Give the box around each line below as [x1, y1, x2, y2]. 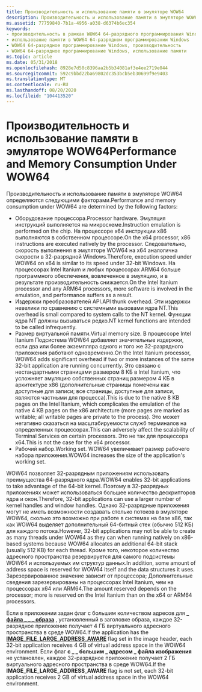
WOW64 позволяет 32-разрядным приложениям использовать [6, 470, 170, 477]
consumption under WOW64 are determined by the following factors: [6, 203, 178, 210]
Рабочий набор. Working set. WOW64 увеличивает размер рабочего [14, 445, 190, 452]
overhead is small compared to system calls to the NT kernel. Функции [14, 310, 191, 318]
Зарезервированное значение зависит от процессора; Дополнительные [6, 572, 193, 579]
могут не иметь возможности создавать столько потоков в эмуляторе [6, 508, 188, 515]
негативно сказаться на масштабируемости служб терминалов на [14, 420, 187, 427]
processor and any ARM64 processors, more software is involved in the [14, 285, 193, 292]
